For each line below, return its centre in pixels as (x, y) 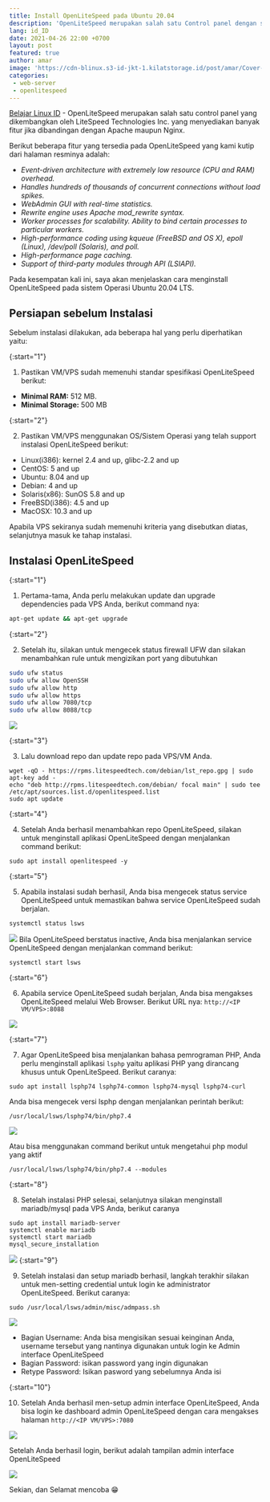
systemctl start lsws (45, 963)
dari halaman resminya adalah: (60, 154)
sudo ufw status (36, 673)
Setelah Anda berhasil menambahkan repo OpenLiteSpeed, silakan (131, 830)
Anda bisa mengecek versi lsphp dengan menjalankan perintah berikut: (127, 1102)
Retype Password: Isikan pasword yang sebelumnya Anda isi (121, 1372)
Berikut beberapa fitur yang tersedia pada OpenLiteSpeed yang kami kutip (132, 146)
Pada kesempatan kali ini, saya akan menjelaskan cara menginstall (119, 280)
